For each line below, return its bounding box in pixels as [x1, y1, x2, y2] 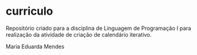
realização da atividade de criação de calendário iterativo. [6, 31, 152, 38]
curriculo [6, 4, 53, 18]
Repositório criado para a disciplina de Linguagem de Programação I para [6, 24, 191, 32]
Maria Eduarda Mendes [6, 43, 65, 50]
